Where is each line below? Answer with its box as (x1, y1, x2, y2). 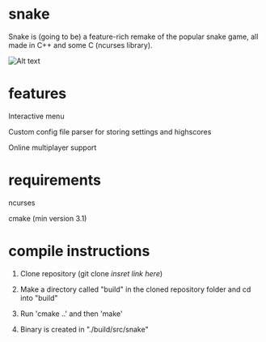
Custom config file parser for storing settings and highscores (8, 126, 212, 136)
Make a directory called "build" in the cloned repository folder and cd (19, 284, 251, 294)
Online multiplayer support (8, 143, 97, 152)
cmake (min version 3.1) (8, 213, 87, 223)
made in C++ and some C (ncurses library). (8, 40, 153, 49)
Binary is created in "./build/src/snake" (19, 324, 149, 334)
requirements (8, 171, 101, 190)
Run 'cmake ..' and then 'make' (19, 309, 123, 318)
